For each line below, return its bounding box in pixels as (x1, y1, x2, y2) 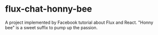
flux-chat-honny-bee (5, 3, 92, 15)
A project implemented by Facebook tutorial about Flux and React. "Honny (5, 19, 154, 25)
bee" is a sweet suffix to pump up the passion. (5, 24, 98, 30)
